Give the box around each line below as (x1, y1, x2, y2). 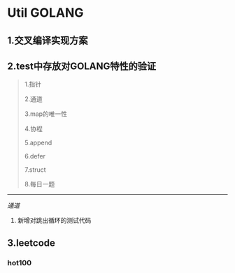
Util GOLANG (7, 5, 84, 21)
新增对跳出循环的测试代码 (17, 216, 92, 225)
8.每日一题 (24, 180, 55, 189)
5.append (24, 138, 52, 147)
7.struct (24, 165, 47, 174)
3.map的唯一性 (24, 110, 68, 118)
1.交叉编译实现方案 (7, 34, 89, 46)
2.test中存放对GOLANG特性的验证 (7, 60, 156, 72)
